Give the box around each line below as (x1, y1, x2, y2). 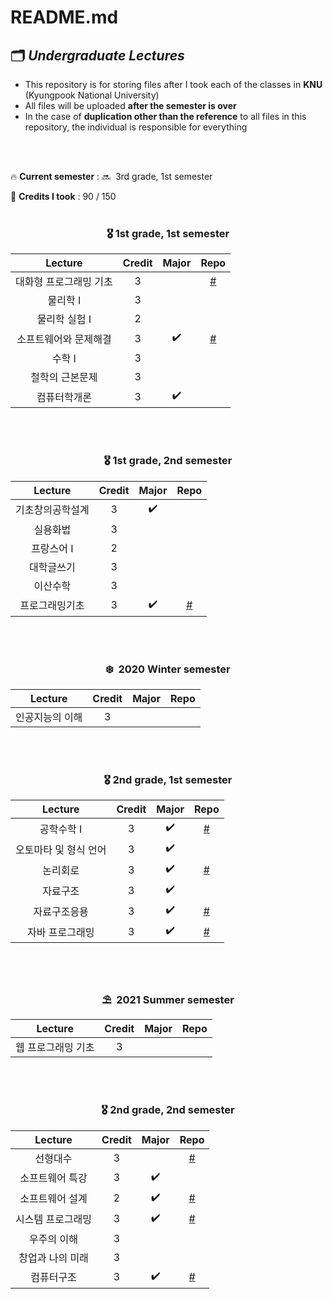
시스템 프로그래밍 (15, 1212, 93, 1226)
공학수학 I (39, 822, 83, 836)
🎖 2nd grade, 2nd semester (101, 1103, 235, 1117)
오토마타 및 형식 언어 (15, 842, 107, 856)
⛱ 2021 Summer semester (101, 993, 235, 1007)
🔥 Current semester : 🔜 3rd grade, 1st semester (10, 171, 213, 182)
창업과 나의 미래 (18, 1251, 89, 1265)
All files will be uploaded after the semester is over (24, 100, 237, 111)
